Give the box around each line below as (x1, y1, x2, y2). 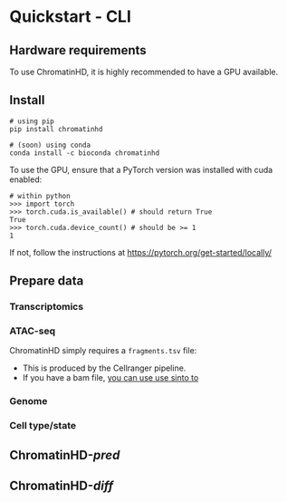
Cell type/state (9, 420, 77, 432)
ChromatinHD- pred (9, 447, 120, 463)
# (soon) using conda (9, 140, 91, 150)
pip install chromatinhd (9, 124, 103, 133)
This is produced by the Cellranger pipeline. (22, 362, 187, 373)
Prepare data (9, 274, 84, 289)
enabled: (9, 174, 43, 185)
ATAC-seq (9, 324, 56, 337)
